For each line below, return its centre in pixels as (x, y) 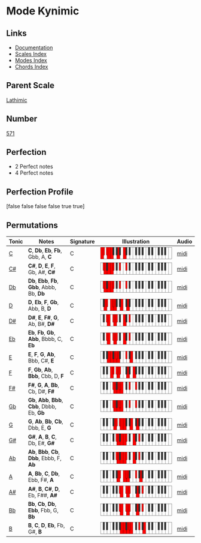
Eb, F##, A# (43, 495)
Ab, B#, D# (41, 324)
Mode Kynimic (43, 11)
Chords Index (31, 67)
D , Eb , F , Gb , (43, 302)
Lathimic (17, 100)
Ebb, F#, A (41, 480)
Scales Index (31, 54)
